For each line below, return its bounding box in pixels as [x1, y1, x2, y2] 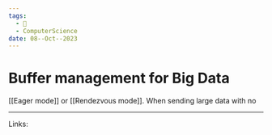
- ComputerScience [15, 27, 79, 35]
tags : [8, 11, 27, 20]
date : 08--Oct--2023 [8, 34, 79, 43]
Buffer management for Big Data [8, 70, 230, 87]
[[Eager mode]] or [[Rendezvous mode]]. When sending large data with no [8, 96, 257, 106]
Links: [8, 119, 28, 129]
